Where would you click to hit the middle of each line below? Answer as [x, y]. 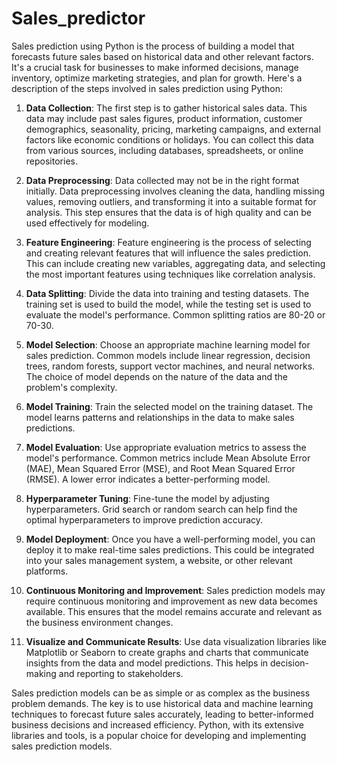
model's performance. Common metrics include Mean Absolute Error [168, 458]
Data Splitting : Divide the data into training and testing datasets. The [167, 293]
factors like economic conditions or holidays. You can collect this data [169, 139]
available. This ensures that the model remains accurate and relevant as [174, 611]
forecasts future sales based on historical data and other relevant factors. [162, 56]
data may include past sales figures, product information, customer [164, 118]
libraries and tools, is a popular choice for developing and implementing [159, 735]
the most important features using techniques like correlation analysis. [170, 274]
